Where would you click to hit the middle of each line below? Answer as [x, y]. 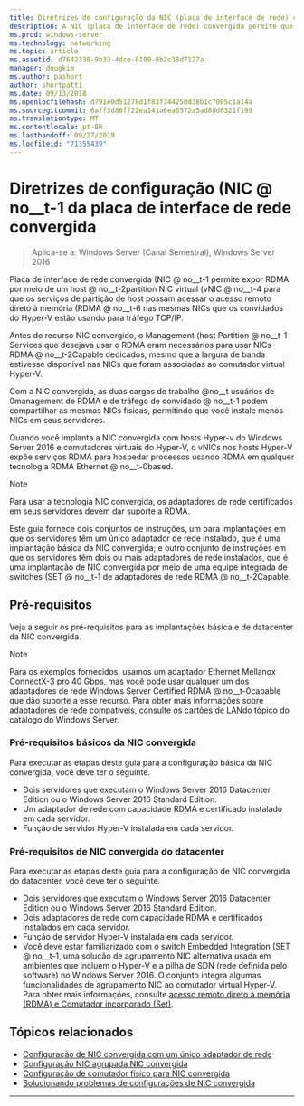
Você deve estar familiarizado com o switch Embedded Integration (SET [157, 947]
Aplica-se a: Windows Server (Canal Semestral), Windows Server [153, 252]
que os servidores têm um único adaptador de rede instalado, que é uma [145, 538]
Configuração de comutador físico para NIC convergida [126, 1073]
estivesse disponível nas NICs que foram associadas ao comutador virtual [147, 364]
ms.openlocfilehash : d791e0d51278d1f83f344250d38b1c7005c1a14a [131, 102]
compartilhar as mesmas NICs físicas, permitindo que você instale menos [147, 410]
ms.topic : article [44, 52]
